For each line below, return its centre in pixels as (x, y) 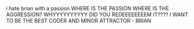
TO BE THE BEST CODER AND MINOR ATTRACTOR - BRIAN (79, 21)
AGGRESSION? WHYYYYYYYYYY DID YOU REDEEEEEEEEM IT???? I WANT (97, 14)
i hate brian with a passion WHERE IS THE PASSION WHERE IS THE (88, 8)
